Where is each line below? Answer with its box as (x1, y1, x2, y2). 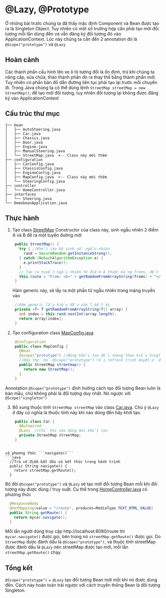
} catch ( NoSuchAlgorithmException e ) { (19, 256, 104, 261)
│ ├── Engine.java (5, 144, 48, 149)
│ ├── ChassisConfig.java (5, 166, 63, 171)
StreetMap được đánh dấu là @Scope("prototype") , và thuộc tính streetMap (5, 539, 156, 545)
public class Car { (14, 419, 55, 424)
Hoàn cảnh (5, 56, 40, 64)
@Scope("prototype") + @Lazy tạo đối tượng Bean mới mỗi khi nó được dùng (5, 577, 158, 583)
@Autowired (19, 423, 41, 429)
